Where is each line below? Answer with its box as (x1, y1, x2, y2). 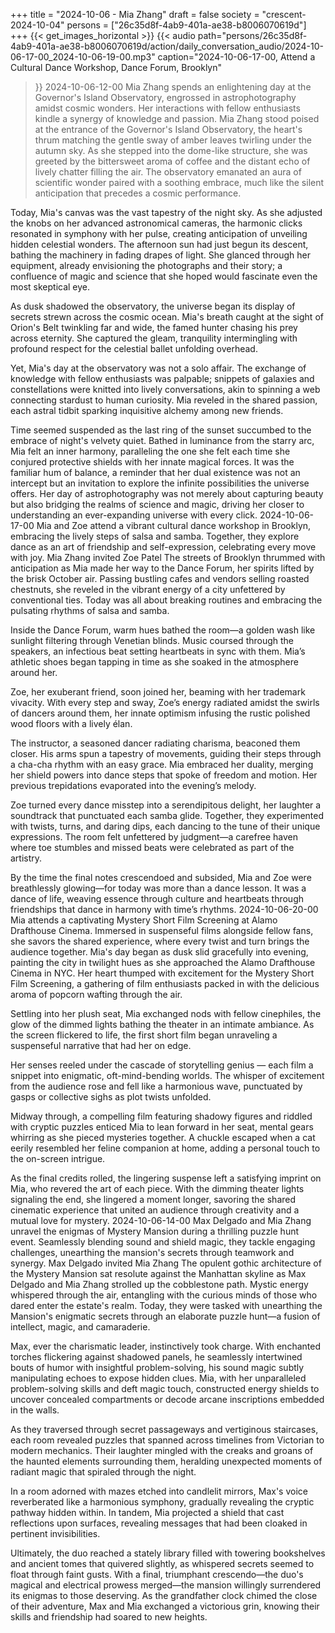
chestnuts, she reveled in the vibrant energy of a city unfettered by (10, 584, 286, 595)
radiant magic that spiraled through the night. (10, 1466, 197, 1478)
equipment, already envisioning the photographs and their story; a (10, 260, 283, 271)
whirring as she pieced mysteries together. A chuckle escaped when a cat (10, 1132, 316, 1143)
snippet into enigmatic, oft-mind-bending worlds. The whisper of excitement (10, 1070, 325, 1081)
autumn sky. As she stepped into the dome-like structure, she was (34, 145, 308, 156)
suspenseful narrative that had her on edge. (10, 1040, 192, 1051)
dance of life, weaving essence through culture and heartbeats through (10, 893, 305, 904)
